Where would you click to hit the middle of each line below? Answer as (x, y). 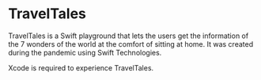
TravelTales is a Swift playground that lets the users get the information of (129, 36)
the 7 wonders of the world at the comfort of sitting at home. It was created (131, 44)
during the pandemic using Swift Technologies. (85, 52)
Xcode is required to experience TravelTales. (81, 67)
